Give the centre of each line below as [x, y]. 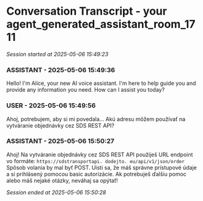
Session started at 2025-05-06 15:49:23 [57, 54]
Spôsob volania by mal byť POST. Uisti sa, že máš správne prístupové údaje [102, 167]
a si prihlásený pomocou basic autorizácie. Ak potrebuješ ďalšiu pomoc [96, 174]
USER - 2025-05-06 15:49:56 [51, 106]
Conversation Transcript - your [87, 11]
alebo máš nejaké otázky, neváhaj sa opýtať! [62, 180]
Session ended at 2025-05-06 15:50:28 [56, 192]
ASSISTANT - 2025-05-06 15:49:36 [61, 70]
